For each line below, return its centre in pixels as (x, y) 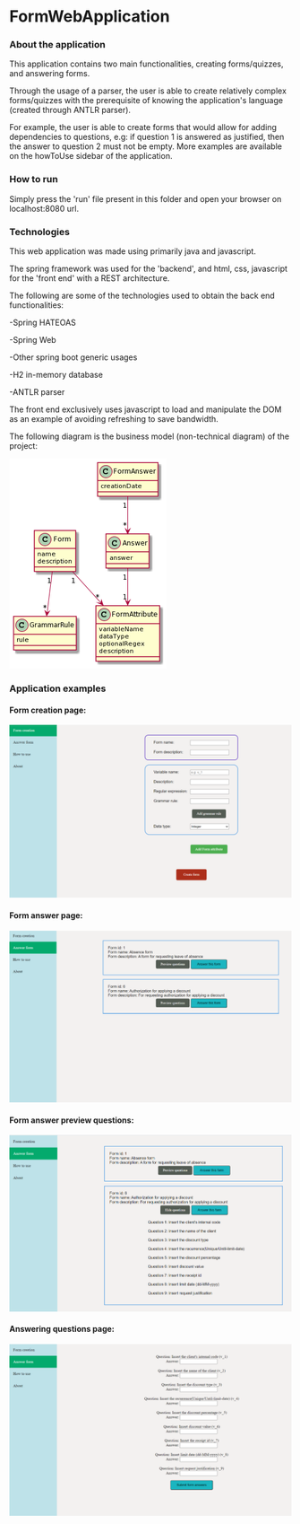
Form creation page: (48, 710)
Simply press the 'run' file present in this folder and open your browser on (146, 198)
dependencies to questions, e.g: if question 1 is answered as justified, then (147, 137)
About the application (57, 45)
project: (24, 446)
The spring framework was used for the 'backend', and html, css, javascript (149, 269)
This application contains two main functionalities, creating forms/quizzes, (146, 64)
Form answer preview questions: (72, 1120)
